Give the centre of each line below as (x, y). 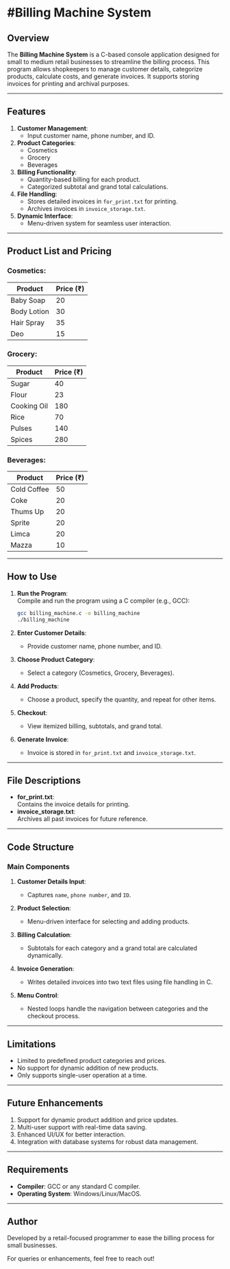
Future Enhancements (55, 1103)
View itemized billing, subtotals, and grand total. (95, 726)
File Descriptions (44, 781)
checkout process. (53, 1016)
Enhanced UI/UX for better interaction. (71, 1134)
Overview (28, 38)
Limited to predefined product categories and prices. (91, 1060)
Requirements (38, 1170)
